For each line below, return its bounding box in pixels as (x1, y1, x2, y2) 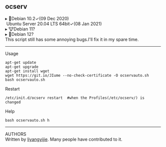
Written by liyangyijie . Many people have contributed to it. (5, 136, 123, 142)
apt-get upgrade (5, 64, 39, 69)
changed (5, 99, 21, 105)
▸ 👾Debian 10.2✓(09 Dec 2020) (5, 15, 69, 21)
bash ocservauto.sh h (5, 118, 50, 123)
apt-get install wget (5, 68, 50, 74)
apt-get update (5, 60, 37, 65)
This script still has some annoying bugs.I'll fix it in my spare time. (5, 36, 139, 42)
